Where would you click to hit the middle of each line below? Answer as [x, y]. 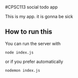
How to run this [29, 32]
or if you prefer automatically [34, 61]
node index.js [19, 52]
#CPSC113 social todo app [31, 7]
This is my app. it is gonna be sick [39, 16]
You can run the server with [33, 43]
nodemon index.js [23, 70]
